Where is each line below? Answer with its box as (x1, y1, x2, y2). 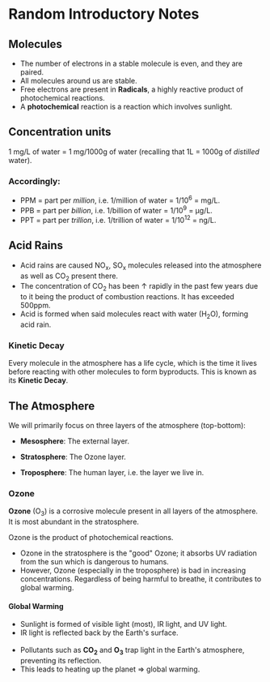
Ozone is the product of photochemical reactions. (8, 533, 174, 543)
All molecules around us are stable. (19, 76, 137, 85)
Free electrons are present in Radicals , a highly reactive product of (19, 84, 244, 94)
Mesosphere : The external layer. (19, 436, 129, 446)
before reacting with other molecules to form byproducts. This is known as (8, 367, 257, 377)
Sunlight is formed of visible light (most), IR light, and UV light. (19, 620, 228, 629)
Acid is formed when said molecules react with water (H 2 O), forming (19, 309, 249, 321)
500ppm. (19, 301, 51, 311)
